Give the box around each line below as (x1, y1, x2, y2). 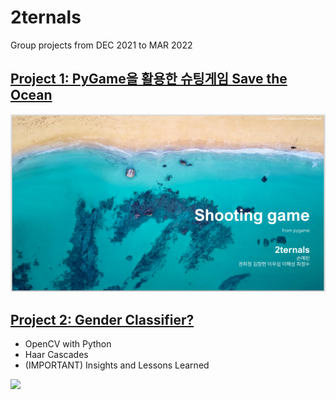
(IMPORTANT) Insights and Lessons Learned (24, 359, 210, 371)
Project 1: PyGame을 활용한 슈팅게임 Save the (10, 71, 288, 88)
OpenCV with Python (24, 338, 112, 350)
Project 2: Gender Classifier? (10, 311, 195, 328)
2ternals (10, 6, 82, 29)
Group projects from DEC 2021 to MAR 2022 (10, 39, 193, 51)
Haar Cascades (24, 349, 89, 361)
